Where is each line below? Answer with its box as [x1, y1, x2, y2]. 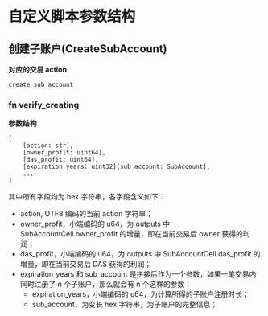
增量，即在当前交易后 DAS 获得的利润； [19, 259, 151, 269]
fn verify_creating [8, 99, 80, 110]
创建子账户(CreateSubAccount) [8, 42, 167, 55]
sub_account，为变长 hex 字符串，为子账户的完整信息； [31, 299, 218, 310]
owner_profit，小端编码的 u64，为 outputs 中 [19, 219, 171, 229]
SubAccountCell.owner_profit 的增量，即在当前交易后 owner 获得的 [19, 229, 243, 239]
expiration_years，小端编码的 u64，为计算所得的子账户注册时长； [31, 289, 249, 299]
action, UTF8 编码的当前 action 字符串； [19, 209, 153, 219]
